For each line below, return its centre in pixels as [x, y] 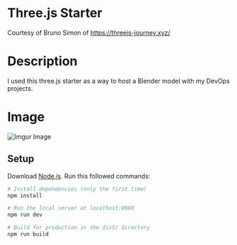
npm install [25, 195]
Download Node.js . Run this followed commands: [79, 176]
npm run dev [25, 215]
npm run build [28, 234]
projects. [20, 88]
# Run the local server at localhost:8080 [71, 208]
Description [42, 61]
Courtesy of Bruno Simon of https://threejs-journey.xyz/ [89, 33]
